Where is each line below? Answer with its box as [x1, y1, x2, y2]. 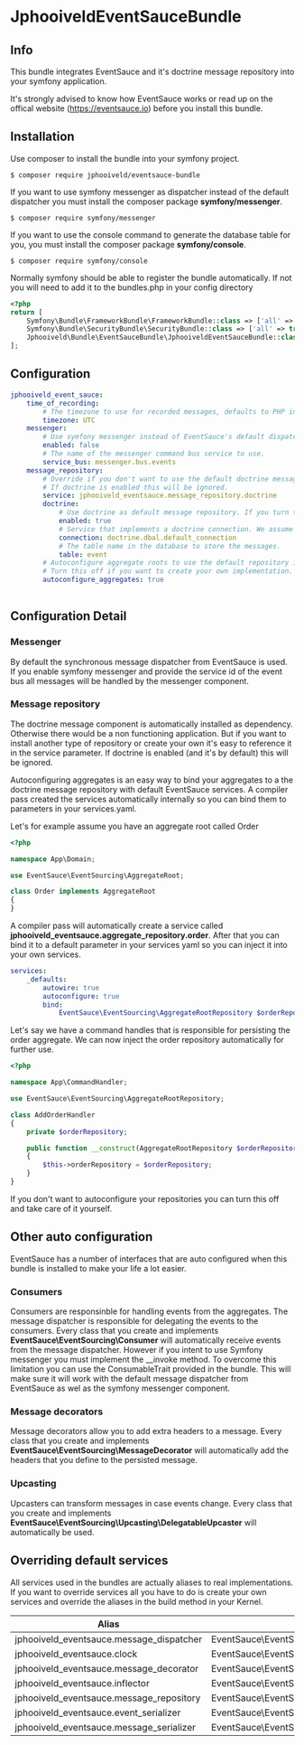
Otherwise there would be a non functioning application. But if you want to [10, 727, 287, 738]
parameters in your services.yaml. [10, 802, 137, 814]
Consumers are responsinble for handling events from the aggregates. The [10, 1306, 289, 1317]
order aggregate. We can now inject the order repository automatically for [10, 1035, 285, 1046]
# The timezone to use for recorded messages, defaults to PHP [42, 407, 285, 417]
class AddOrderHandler [10, 1110, 96, 1120]
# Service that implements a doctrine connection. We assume [58, 524, 294, 534]
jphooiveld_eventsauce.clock [14, 1647, 138, 1660]
